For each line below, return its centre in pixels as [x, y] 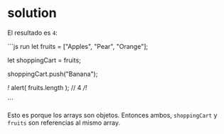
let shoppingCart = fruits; [44, 60]
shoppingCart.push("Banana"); [53, 74]
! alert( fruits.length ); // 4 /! [47, 87]
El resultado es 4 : [33, 33]
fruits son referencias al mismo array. [64, 123]
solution [32, 13]
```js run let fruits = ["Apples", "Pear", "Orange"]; [78, 46]
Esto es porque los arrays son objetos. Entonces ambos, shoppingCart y [112, 115]
